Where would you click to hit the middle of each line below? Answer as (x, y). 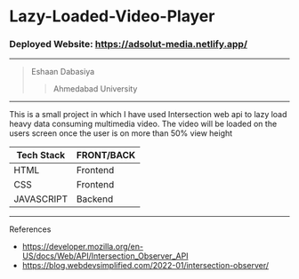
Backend (95, 199)
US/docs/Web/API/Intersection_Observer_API (105, 256)
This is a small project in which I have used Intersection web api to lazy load (148, 115)
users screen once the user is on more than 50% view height (121, 133)
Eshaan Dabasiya (63, 72)
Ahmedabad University (95, 89)
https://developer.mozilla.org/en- (83, 247)
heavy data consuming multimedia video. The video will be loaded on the (143, 124)
